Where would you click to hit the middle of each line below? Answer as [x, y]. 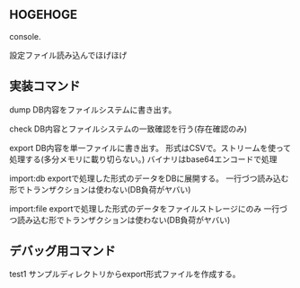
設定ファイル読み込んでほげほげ [68, 55]
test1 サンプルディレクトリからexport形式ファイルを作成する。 [125, 274]
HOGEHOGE [44, 15]
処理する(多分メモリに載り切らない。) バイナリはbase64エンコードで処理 [143, 159]
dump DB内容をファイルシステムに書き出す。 [93, 109]
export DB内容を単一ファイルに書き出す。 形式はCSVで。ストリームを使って [150, 148]
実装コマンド [45, 86]
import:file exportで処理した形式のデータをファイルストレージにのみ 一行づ [148, 208]
